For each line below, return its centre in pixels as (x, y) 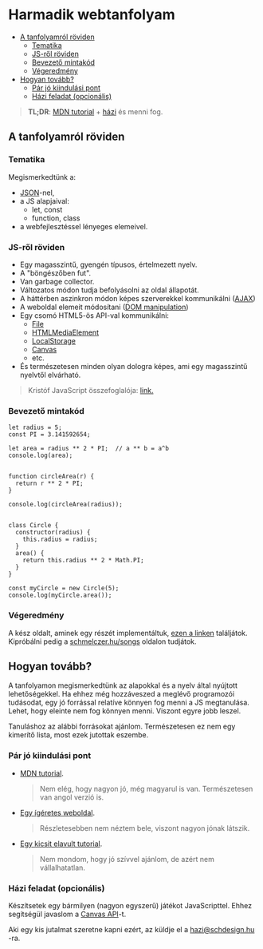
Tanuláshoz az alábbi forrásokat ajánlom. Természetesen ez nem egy (122, 727)
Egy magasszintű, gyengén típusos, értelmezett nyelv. (108, 264)
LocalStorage (53, 340)
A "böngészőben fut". (55, 272)
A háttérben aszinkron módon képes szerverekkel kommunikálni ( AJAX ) (138, 298)
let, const (47, 209)
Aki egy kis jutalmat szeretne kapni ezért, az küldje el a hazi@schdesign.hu (131, 929)
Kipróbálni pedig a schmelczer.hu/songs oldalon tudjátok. (102, 641)
